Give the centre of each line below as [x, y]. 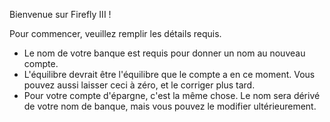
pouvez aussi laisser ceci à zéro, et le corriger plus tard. [139, 85]
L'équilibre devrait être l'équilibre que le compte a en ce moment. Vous [169, 74]
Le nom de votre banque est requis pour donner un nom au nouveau [164, 53]
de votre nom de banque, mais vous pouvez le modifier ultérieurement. [170, 106]
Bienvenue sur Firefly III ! [60, 14]
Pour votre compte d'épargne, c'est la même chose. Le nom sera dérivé [172, 95]
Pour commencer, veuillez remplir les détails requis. [115, 33]
